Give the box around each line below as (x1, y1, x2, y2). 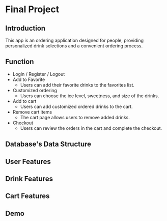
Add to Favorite (12, 76, 45, 82)
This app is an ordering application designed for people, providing (5, 37, 144, 43)
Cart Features (5, 192, 50, 201)
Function (5, 58, 34, 66)
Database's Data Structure (5, 140, 92, 149)
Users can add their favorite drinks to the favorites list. (20, 81, 135, 88)
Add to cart (12, 98, 37, 104)
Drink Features (5, 174, 53, 183)
